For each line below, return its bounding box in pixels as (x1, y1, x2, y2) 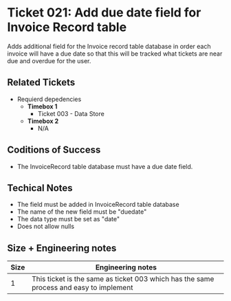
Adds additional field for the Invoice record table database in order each (7, 42, 211, 50)
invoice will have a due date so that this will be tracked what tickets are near (7, 49, 223, 58)
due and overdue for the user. (7, 56, 91, 65)
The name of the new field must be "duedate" (16, 208, 147, 216)
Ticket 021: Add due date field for (7, 5, 201, 21)
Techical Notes (7, 182, 74, 194)
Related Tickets (7, 77, 76, 89)
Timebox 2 (27, 117, 59, 125)
